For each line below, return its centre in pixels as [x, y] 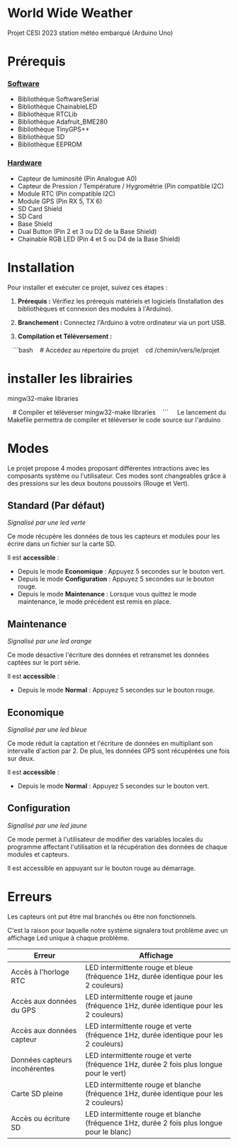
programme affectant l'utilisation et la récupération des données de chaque [118, 847]
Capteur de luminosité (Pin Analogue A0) [77, 178]
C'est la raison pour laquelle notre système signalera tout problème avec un [118, 930]
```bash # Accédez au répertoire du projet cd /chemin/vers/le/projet [116, 350]
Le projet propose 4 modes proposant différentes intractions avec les [108, 468]
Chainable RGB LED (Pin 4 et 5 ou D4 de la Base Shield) [99, 239]
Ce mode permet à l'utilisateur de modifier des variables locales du [105, 839]
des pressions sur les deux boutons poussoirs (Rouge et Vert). [98, 483]
